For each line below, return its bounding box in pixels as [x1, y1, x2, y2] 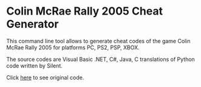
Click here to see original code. [6, 74, 84, 81]
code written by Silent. [6, 62, 63, 69]
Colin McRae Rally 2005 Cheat [6, 4, 163, 18]
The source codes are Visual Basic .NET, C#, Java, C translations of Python [6, 55, 196, 63]
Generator [6, 17, 59, 31]
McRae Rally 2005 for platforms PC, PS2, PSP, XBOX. [6, 44, 140, 51]
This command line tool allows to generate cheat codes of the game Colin [6, 37, 191, 44]
